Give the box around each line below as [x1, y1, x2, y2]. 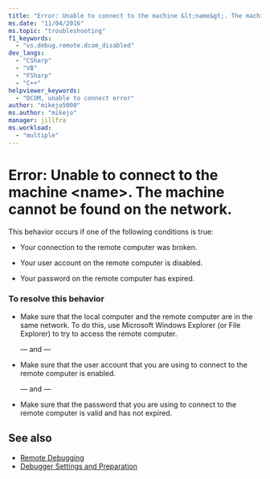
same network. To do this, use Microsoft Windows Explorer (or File [19, 320, 241, 330]
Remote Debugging [19, 452, 84, 462]
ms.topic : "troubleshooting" [8, 27, 106, 35]
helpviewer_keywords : [8, 86, 81, 95]
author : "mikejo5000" [8, 101, 81, 109]
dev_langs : [8, 49, 45, 57]
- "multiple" [15, 131, 59, 139]
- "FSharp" [15, 72, 52, 80]
